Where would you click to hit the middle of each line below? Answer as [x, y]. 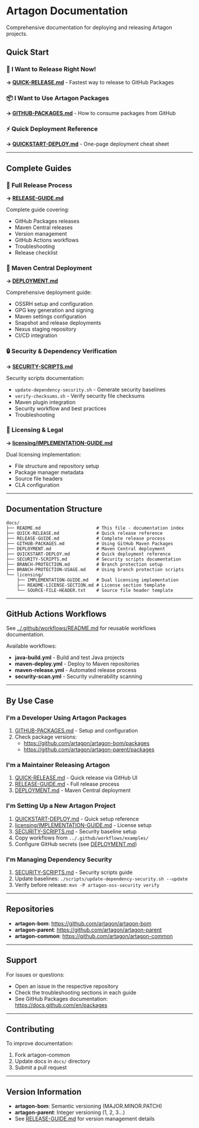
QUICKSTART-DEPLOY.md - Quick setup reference [77, 819]
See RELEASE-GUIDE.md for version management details [85, 1119]
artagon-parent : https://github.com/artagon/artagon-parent [88, 930]
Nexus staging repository [46, 329]
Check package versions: [46, 737]
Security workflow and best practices [60, 408]
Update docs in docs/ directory [52, 1062]
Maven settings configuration [51, 316]
